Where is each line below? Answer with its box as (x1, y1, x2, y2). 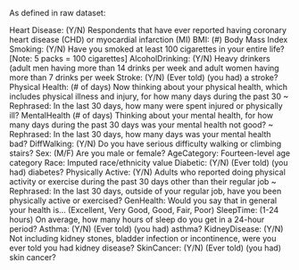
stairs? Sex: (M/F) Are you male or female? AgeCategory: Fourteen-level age (9, 148, 291, 159)
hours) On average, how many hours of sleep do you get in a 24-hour (9, 214, 265, 225)
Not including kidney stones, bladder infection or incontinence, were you (9, 233, 277, 243)
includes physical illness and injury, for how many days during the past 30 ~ (9, 91, 289, 102)
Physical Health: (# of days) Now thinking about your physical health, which (9, 82, 288, 92)
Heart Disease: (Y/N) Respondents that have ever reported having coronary (9, 25, 287, 35)
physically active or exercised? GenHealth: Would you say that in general (9, 195, 278, 206)
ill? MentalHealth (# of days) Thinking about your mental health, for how (9, 110, 274, 120)
